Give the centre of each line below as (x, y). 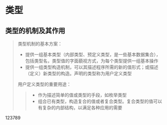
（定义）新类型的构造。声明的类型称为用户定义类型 (78, 73)
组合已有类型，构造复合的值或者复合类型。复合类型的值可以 (100, 101)
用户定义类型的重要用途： (44, 84)
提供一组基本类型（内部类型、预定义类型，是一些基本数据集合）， (93, 54)
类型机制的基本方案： (40, 44)
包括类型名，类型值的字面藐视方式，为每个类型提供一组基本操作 (92, 61)
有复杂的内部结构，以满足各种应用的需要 (80, 108)
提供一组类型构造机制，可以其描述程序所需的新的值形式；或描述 (92, 67)
